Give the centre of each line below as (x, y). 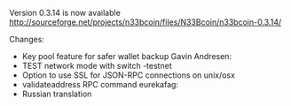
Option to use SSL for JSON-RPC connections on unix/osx (128, 75)
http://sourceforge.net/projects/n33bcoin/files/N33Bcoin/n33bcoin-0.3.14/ (145, 22)
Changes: (27, 39)
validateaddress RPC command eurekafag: (100, 84)
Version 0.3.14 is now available (65, 13)
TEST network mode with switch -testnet (97, 66)
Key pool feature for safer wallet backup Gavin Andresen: (127, 56)
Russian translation (57, 94)
